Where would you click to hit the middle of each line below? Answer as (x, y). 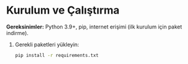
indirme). (17, 33)
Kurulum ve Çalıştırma (63, 10)
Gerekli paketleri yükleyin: (47, 44)
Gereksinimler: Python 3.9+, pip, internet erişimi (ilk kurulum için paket (94, 27)
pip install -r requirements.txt (57, 55)
